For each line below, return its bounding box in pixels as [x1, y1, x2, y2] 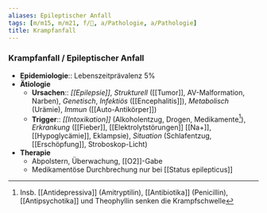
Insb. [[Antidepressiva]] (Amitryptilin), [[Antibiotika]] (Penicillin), [19, 188, 229, 197]
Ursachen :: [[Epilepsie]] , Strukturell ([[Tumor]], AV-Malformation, [31, 87, 245, 97]
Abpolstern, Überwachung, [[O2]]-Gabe [31, 157, 163, 166]
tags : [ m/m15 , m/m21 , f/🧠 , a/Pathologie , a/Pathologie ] [8, 19, 197, 27]
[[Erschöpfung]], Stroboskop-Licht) [31, 140, 149, 149]
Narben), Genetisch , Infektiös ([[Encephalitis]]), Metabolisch [31, 96, 229, 106]
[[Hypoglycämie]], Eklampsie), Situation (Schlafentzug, [31, 131, 212, 141]
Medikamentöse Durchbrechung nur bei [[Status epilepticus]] [31, 165, 233, 175]
